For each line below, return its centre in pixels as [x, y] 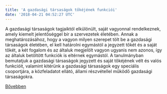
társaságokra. [19, 76]
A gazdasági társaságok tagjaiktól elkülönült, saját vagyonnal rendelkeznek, [83, 28]
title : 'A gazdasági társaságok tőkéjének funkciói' [61, 10]
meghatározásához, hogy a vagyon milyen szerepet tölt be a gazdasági [78, 39]
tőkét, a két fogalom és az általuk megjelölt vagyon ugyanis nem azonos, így [84, 50]
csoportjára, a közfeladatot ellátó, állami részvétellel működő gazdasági [79, 71]
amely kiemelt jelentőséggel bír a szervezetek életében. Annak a [71, 34]
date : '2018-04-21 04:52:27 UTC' [40, 14]
